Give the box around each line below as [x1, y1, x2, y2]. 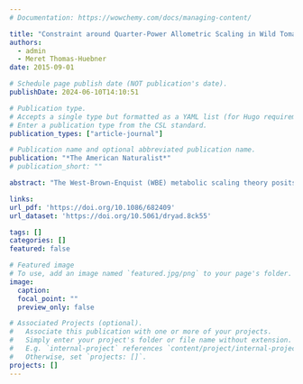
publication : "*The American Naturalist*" [9, 154, 171, 163]
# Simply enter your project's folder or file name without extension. [9, 335, 293, 345]
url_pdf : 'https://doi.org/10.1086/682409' [9, 203, 176, 212]
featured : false [9, 244, 70, 253]
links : [9, 195, 34, 204]
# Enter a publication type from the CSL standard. [9, 121, 207, 130]
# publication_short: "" [9, 162, 103, 171]
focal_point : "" [17, 294, 78, 303]
